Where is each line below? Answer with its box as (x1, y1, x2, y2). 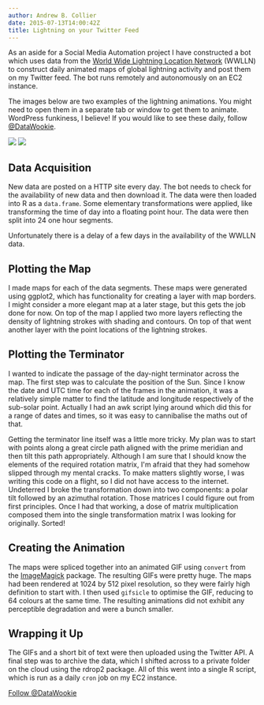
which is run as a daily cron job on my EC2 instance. (8, 673, 177, 683)
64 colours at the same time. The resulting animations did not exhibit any (8, 595, 245, 605)
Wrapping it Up (8, 627, 84, 640)
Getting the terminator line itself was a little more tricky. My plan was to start (8, 434, 256, 444)
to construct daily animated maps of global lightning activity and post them (8, 65, 251, 74)
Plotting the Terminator (8, 348, 125, 362)
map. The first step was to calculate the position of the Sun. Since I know (8, 377, 246, 387)
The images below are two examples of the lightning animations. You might (8, 96, 252, 107)
